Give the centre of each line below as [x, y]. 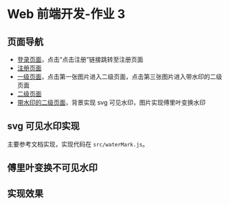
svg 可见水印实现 [44, 126]
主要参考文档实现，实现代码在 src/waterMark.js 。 [78, 144]
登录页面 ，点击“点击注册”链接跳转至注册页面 [80, 60]
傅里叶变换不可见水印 [52, 168]
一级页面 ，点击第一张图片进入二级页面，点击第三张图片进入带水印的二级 [119, 77]
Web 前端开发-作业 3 [66, 14]
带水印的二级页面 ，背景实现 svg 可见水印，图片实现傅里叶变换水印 [111, 102]
